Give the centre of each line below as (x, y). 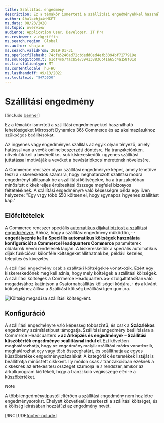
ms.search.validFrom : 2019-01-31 (39, 50)
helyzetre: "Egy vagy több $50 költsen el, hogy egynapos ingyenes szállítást (82, 195)
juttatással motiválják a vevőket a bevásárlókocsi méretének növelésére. (78, 160)
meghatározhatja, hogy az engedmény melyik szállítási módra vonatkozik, (79, 346)
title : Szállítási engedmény (35, 10)
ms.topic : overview (25, 28)
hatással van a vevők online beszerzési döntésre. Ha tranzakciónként (74, 150)
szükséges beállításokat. (30, 135)
